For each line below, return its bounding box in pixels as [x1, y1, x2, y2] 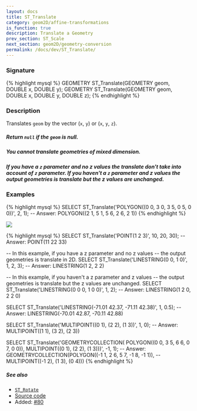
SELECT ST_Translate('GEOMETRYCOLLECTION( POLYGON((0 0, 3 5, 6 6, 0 [6, 339, 190, 346]
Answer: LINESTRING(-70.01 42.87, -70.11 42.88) [6, 310, 123, 317]
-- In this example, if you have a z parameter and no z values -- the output [6, 250, 186, 257]
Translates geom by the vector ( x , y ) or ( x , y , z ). [6, 120, 118, 127]
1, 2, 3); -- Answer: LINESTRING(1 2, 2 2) [6, 262, 105, 269]
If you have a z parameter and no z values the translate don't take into [6, 163, 182, 170]
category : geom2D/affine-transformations [6, 19, 109, 25]
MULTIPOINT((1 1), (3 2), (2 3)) [6, 328, 80, 335]
